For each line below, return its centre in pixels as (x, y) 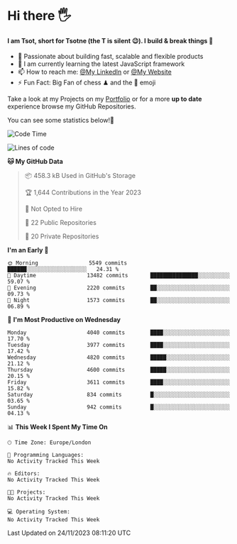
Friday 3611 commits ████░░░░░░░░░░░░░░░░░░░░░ (119, 382)
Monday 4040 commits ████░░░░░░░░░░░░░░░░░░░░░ (119, 333)
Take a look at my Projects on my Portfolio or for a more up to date (105, 99)
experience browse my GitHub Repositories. (72, 106)
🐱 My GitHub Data (35, 162)
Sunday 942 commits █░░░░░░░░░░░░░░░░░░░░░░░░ (119, 407)
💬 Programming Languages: (45, 455)
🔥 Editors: (24, 474)
